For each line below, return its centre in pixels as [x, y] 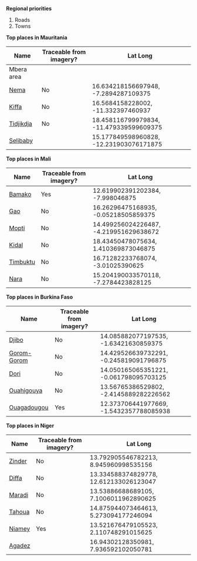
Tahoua [19, 512]
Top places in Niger [30, 425]
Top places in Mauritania [37, 37]
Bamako [20, 194]
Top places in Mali [29, 159]
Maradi [19, 495]
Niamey [20, 529]
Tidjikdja [21, 124]
